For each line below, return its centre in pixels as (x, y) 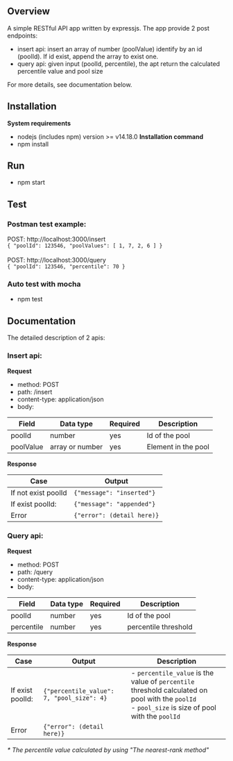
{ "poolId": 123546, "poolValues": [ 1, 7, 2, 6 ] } (85, 246)
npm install (33, 144)
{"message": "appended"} (115, 504)
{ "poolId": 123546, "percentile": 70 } (67, 267)
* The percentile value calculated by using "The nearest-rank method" (108, 750)
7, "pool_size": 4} (75, 698)
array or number (76, 446)
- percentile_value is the (172, 673)
